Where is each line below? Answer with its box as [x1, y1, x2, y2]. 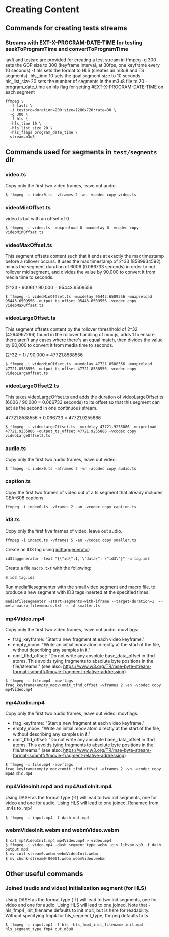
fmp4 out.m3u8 [43, 926, 73, 932]
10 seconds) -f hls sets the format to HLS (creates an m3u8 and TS [5, 67, 145, 73]
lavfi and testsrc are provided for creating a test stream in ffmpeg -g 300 [5, 57, 156, 63]
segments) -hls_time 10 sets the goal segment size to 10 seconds [5, 72, 141, 79]
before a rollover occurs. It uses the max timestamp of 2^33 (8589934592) [5, 258, 161, 264]
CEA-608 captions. [5, 495, 45, 501]
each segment [5, 89, 35, 95]
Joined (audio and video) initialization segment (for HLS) [5, 885, 147, 892]
